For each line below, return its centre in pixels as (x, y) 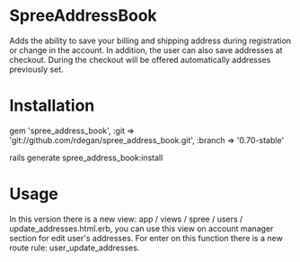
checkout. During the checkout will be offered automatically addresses (140, 59)
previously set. (37, 69)
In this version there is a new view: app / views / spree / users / (126, 219)
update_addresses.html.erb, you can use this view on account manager (141, 228)
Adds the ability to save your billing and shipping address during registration (150, 41)
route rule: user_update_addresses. (75, 248)
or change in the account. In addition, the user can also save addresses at (146, 50)
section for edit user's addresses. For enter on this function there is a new (146, 238)
